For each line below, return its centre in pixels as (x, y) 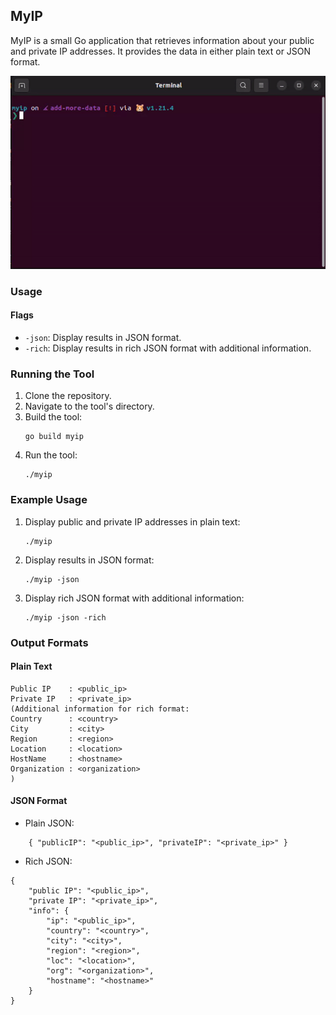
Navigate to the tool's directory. (89, 406)
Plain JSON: (49, 823)
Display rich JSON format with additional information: (134, 598)
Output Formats (49, 642)
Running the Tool (52, 374)
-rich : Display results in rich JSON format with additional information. (168, 348)
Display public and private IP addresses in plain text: (132, 521)
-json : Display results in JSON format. (103, 338)
